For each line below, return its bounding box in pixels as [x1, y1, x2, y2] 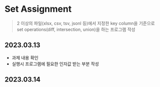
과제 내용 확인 [11, 55, 39, 60]
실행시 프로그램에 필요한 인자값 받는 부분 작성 [11, 60, 99, 67]
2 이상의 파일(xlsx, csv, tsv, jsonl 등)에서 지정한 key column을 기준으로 [16, 20, 155, 26]
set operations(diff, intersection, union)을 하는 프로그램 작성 [16, 26, 136, 32]
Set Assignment [4, 3, 72, 15]
